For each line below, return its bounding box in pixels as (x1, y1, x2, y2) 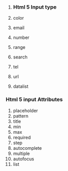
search (13, 54, 28, 60)
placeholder (13, 107, 38, 113)
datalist (13, 83, 29, 89)
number (13, 34, 30, 41)
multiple (13, 150, 30, 156)
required (13, 134, 31, 140)
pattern (13, 112, 29, 119)
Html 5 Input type (13, 4, 57, 11)
